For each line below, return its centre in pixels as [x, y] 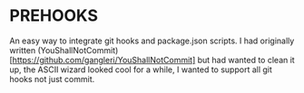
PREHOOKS [54, 16]
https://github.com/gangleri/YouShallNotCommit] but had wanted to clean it [153, 60]
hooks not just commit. [52, 79]
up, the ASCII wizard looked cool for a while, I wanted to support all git [141, 70]
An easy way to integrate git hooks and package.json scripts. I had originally [152, 41]
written [23, 50]
